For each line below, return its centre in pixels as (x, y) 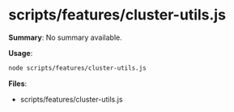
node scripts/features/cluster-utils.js (78, 68)
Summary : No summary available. (66, 37)
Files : (18, 84)
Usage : (21, 53)
